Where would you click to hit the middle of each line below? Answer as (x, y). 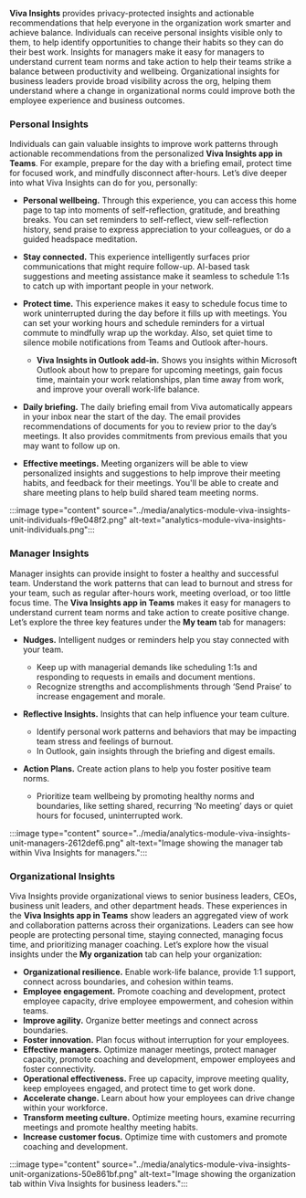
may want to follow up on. (71, 446)
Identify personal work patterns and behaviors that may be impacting (166, 731)
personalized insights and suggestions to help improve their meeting (152, 473)
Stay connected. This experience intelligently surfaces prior (136, 257)
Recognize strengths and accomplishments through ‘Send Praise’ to (164, 686)
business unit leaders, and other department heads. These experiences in (148, 905)
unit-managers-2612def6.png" (67, 843)
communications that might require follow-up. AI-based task (136, 267)
